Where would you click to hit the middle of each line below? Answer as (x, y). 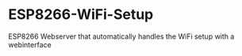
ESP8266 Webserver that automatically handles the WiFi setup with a (121, 36)
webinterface (30, 44)
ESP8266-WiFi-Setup (81, 15)
